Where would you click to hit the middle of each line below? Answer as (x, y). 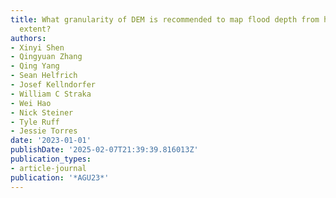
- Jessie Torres (44, 131)
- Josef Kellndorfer (53, 85)
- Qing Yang (35, 66)
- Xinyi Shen (37, 47)
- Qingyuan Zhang (46, 57)
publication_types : (51, 159)
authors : (28, 38)
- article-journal (48, 168)
